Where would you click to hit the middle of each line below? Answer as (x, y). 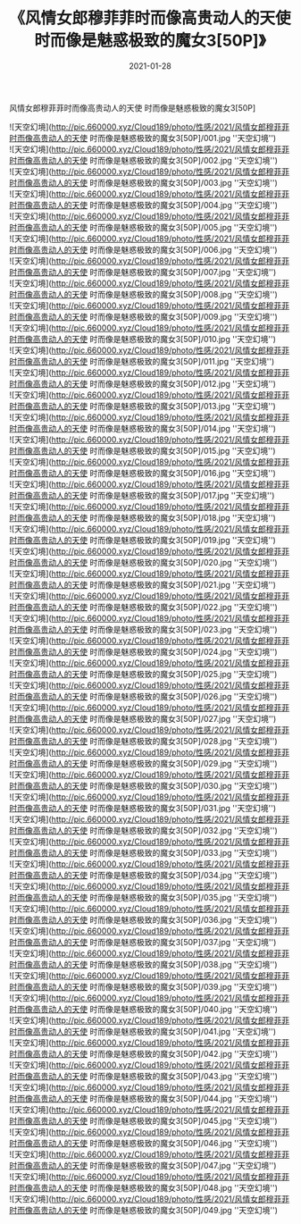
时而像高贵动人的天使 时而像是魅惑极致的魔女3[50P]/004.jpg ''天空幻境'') (144, 205)
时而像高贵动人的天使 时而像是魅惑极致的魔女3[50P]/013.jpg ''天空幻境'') (143, 406)
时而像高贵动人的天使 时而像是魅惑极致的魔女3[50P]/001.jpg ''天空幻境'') (143, 138)
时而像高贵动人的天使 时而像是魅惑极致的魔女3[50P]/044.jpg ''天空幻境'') (144, 1098)
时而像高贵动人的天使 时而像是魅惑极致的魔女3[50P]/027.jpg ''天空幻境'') (143, 718)
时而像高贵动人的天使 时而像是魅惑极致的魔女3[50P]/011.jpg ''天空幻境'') (142, 361)
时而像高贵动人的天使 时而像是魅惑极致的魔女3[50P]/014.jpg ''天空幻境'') (143, 428)
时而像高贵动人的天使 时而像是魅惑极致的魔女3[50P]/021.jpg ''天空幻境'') (143, 584)
